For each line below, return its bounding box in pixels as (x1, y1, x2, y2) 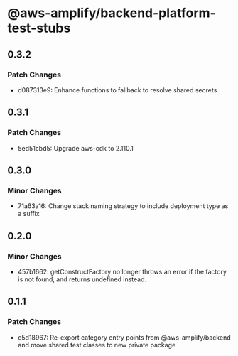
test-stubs (7, 20, 71, 36)
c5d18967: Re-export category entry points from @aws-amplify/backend (17, 333, 231, 342)
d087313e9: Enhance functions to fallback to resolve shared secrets (17, 85, 217, 94)
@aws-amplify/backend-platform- (7, 5, 217, 21)
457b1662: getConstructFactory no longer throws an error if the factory (17, 267, 227, 276)
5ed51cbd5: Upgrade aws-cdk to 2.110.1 (17, 144, 134, 152)
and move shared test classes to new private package (17, 340, 176, 349)
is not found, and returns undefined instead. (17, 275, 147, 284)
